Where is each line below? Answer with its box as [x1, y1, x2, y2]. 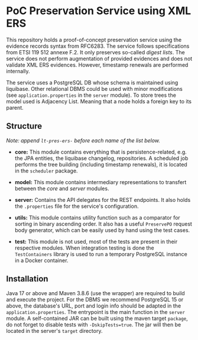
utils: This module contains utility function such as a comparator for [14, 214, 180, 221]
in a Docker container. [14, 257, 69, 264]
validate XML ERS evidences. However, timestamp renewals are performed [6, 61, 189, 68]
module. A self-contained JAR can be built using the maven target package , [6, 315, 188, 322]
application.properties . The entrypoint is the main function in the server [6, 308, 185, 315]
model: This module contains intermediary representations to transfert [14, 178, 187, 185]
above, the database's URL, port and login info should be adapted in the [6, 302, 181, 309]
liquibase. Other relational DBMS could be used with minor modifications [6, 85, 183, 92]
